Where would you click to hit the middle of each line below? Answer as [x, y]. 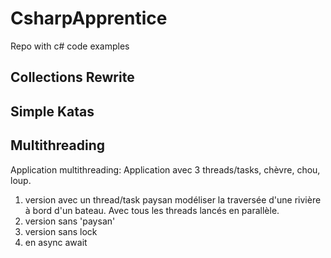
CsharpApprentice [89, 18]
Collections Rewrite [72, 77]
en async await [56, 242]
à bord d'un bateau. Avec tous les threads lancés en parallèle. [152, 210]
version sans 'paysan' [70, 221]
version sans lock [61, 231]
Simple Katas [52, 111]
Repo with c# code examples [70, 46]
